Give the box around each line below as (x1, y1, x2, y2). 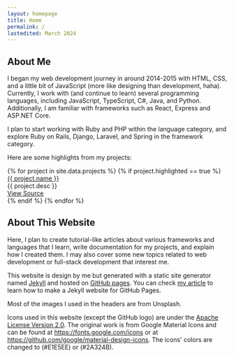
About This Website (7, 217, 96, 229)
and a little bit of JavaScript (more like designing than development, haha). (7, 82, 221, 90)
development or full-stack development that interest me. (7, 257, 170, 266)
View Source (7, 189, 44, 198)
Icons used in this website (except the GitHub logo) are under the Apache (7, 313, 219, 322)
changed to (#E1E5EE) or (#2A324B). (7, 343, 114, 351)
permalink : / (7, 23, 45, 30)
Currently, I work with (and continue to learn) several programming (7, 89, 199, 98)
